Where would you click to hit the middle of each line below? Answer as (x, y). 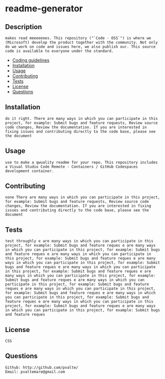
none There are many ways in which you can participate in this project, (83, 197)
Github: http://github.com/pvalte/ (42, 367)
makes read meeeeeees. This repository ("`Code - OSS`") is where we (78, 38)
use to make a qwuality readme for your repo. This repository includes (82, 162)
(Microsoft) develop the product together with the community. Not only (82, 42)
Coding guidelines (31, 60)
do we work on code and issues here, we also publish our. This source (80, 47)
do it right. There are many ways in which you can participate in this (82, 118)
